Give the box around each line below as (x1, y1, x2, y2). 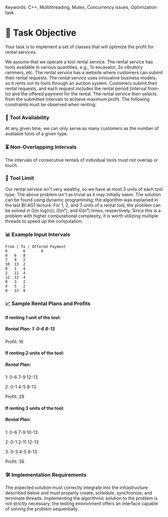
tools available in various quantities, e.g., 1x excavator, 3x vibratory (5, 64, 143, 70)
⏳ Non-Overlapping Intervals (5, 144, 77, 151)
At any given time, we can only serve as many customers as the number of (5, 125, 159, 132)
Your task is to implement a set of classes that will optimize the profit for (5, 44, 154, 50)
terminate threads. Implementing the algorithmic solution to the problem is (5, 495, 158, 501)
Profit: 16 (5, 338, 23, 344)
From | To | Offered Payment (5, 244, 66, 249)
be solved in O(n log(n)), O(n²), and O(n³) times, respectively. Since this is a (5, 207, 161, 213)
